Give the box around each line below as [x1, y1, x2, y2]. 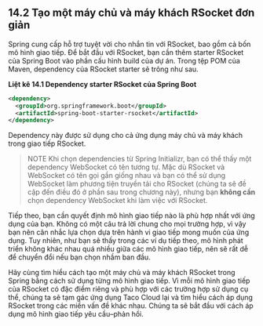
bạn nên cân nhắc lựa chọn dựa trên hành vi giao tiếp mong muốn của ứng [8, 227, 250, 237]
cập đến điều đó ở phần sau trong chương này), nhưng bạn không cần [27, 187, 256, 197]
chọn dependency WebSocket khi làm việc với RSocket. [27, 196, 208, 205]
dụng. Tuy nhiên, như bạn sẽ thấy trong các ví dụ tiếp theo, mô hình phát [8, 236, 243, 245]
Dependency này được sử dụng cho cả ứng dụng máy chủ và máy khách [8, 131, 243, 140]
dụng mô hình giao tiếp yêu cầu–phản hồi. [8, 310, 144, 319]
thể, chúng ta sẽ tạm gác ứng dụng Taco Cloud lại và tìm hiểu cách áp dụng [8, 293, 254, 302]
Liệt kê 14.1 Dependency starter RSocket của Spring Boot [8, 79, 197, 89]
